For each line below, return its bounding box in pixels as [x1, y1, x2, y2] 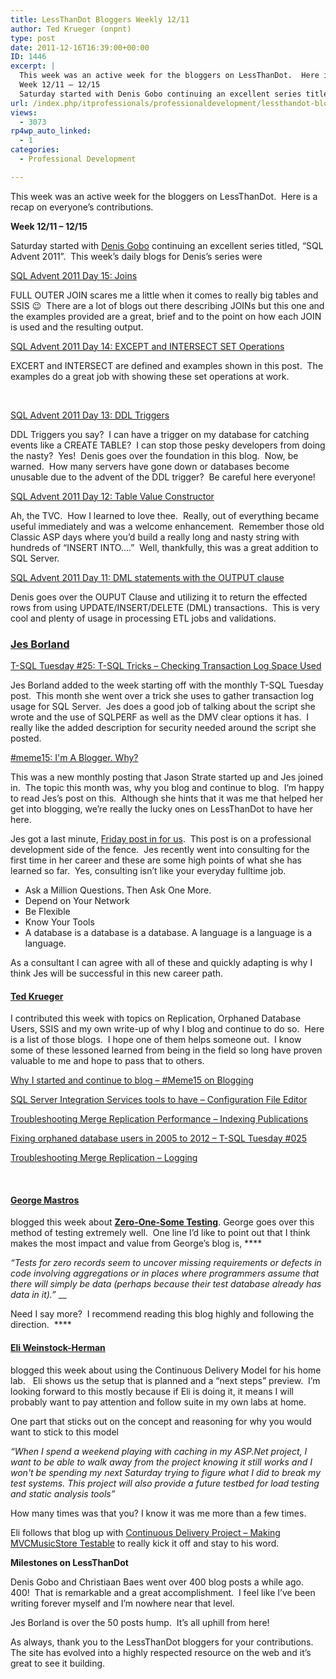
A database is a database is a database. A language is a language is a [24, 927, 313, 939]
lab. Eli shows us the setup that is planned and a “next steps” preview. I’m [10, 1374, 321, 1386]
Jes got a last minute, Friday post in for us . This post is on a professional [10, 833, 312, 845]
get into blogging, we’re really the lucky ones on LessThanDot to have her [10, 803, 314, 815]
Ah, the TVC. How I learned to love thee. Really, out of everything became [10, 509, 320, 521]
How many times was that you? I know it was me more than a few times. [10, 1507, 307, 1519]
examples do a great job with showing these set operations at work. [10, 370, 290, 382]
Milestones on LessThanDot [10, 1556, 129, 1568]
